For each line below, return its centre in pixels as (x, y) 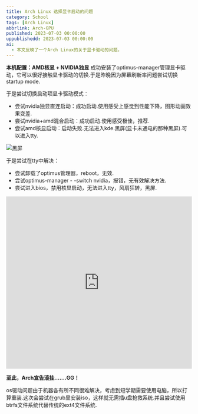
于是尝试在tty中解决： (33, 160)
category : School (27, 17)
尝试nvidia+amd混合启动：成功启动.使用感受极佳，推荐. (82, 121)
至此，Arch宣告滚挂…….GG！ (43, 377)
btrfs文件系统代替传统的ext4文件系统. (52, 405)
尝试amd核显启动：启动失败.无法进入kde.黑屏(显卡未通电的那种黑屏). (98, 128)
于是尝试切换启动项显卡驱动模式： (47, 93)
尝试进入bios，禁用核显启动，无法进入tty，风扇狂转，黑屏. (86, 188)
